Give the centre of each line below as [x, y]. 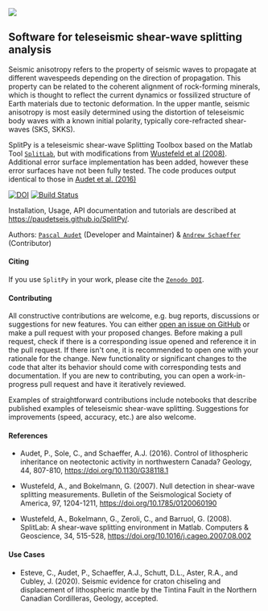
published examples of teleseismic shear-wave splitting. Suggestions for [129, 409]
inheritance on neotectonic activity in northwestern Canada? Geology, [136, 462]
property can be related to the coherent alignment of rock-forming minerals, [134, 86]
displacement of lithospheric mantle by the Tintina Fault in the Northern [138, 589]
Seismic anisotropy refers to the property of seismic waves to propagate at [132, 69]
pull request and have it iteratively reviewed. [113, 384]
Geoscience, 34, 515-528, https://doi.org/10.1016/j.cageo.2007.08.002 [136, 536]
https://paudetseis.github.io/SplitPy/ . [69, 218]
